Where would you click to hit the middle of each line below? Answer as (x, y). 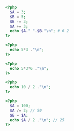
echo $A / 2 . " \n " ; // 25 (37, 120)
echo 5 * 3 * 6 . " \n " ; (29, 68)
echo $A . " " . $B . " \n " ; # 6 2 (40, 31)
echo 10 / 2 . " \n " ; (30, 87)
